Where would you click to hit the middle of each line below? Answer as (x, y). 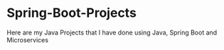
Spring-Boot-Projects (71, 13)
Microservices (28, 39)
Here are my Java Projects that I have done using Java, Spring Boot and (112, 32)
